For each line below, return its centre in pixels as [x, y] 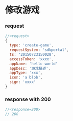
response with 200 [28, 99]
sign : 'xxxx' [23, 82]
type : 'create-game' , [32, 45]
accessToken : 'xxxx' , [32, 59]
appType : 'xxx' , [26, 73]
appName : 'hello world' [34, 64]
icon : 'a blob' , [26, 78]
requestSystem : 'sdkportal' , [39, 50]
